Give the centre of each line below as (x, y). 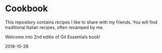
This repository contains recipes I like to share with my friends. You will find (81, 22)
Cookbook (26, 9)
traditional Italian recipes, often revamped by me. (55, 27)
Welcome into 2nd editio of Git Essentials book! (53, 37)
